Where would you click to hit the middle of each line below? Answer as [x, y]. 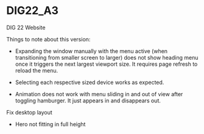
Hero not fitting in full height [50, 124]
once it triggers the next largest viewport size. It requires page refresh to [106, 64]
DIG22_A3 [33, 11]
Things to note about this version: [48, 39]
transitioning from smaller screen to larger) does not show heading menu [107, 57]
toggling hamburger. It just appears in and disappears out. [88, 100]
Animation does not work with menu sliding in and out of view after [99, 94]
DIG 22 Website [26, 27]
